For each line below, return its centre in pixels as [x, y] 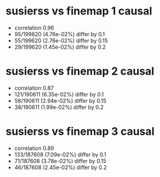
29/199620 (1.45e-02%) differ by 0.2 [60, 47]
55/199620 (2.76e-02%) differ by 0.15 [61, 40]
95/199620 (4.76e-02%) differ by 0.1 [60, 34]
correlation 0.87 [34, 88]
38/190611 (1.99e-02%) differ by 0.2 [59, 107]
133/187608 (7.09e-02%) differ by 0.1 [60, 154]
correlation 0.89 [34, 148]
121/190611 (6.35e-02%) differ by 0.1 [59, 94]
